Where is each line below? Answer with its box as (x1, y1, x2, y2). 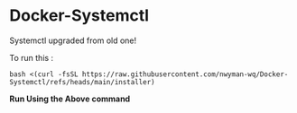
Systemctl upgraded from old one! (9, 35, 137, 46)
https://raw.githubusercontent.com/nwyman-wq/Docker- (81, 69, 289, 79)
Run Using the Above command (9, 93, 131, 104)
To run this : (9, 52, 54, 63)
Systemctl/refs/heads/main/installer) (9, 77, 155, 86)
